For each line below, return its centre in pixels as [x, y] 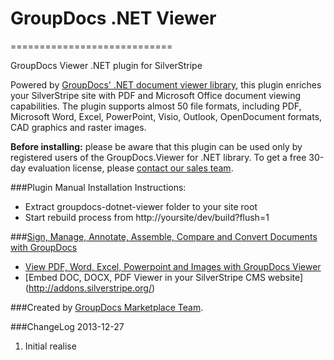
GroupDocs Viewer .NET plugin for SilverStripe [106, 65]
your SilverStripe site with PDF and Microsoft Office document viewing [156, 95]
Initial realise [50, 346]
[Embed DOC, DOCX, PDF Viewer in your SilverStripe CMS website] [164, 277]
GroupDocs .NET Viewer [113, 18]
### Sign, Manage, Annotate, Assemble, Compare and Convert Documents [164, 236]
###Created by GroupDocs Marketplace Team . [107, 307]
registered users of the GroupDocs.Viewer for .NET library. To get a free [158, 157]
